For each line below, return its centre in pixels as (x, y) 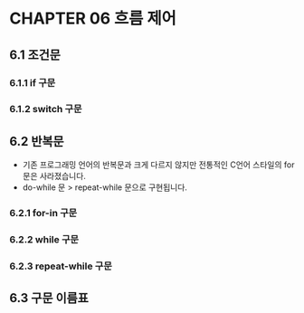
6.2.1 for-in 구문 (43, 213)
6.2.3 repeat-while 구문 (61, 266)
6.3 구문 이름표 (49, 298)
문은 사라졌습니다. (54, 176)
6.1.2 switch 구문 (46, 109)
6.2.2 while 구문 (44, 240)
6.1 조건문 (35, 55)
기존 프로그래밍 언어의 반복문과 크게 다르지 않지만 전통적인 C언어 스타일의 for (158, 165)
